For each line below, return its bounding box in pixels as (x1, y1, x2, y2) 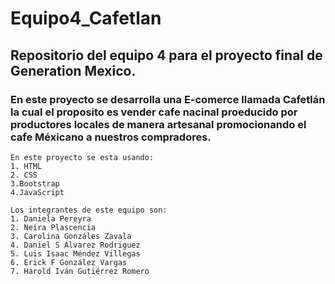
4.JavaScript (10, 187, 65, 197)
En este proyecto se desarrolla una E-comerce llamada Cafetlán (10, 92, 326, 106)
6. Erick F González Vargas (10, 257, 128, 267)
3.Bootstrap (10, 178, 60, 189)
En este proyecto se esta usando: (10, 152, 155, 162)
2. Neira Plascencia (10, 222, 97, 232)
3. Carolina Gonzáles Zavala (10, 231, 132, 241)
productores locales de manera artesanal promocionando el (10, 117, 307, 131)
